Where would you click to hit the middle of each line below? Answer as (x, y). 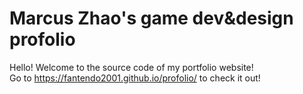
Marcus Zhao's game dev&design (151, 18)
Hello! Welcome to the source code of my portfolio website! (131, 67)
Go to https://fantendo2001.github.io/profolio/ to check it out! (135, 78)
